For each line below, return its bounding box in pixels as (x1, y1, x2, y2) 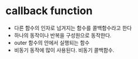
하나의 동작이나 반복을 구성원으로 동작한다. (14, 31, 112, 39)
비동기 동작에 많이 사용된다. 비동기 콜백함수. (14, 46, 115, 54)
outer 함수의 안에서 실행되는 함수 (14, 39, 90, 46)
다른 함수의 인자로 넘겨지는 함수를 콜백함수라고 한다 (14, 24, 132, 31)
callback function (5, 4, 93, 18)
